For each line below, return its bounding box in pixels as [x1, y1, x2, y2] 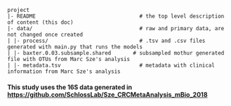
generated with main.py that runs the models [7, 44, 143, 51]
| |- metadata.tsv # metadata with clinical [7, 62, 216, 69]
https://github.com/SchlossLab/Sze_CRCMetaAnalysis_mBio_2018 [7, 90, 209, 98]
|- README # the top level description [7, 13, 225, 20]
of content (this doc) [7, 19, 74, 26]
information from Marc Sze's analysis [7, 68, 121, 75]
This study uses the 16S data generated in [7, 83, 133, 91]
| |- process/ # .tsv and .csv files [7, 37, 206, 44]
